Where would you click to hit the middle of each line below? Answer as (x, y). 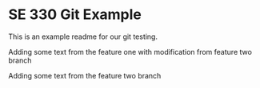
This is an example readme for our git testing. (83, 36)
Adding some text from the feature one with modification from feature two (130, 52)
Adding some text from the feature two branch (85, 75)
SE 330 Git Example (75, 15)
